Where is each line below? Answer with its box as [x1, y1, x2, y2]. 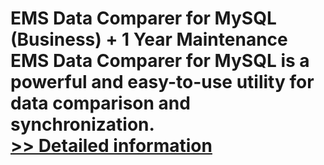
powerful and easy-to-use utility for [10, 71, 315, 94]
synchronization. [10, 113, 155, 136]
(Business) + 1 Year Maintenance [10, 28, 288, 51]
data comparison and [10, 92, 191, 115]
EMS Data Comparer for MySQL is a [10, 50, 310, 72]
